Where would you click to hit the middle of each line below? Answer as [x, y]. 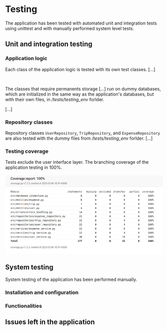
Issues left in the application [50, 322]
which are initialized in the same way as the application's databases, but [79, 94]
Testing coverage [27, 151]
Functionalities [24, 305]
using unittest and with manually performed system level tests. [69, 28]
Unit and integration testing [49, 44]
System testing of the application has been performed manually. [71, 279]
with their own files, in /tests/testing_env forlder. [55, 99]
